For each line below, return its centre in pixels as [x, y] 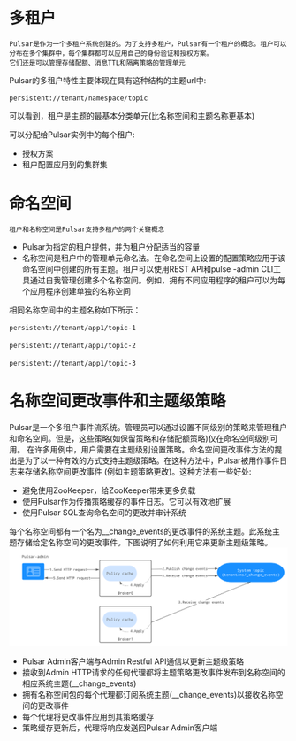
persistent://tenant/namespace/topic [79, 98]
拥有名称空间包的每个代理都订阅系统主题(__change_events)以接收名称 [149, 695]
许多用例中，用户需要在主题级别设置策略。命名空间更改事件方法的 [154, 449]
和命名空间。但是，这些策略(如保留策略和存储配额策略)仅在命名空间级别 [140, 438]
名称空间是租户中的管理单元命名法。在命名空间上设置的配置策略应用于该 [153, 258]
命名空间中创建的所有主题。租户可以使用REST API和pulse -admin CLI [148, 269]
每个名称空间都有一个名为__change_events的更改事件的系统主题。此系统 [141, 531]
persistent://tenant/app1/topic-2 [73, 345]
